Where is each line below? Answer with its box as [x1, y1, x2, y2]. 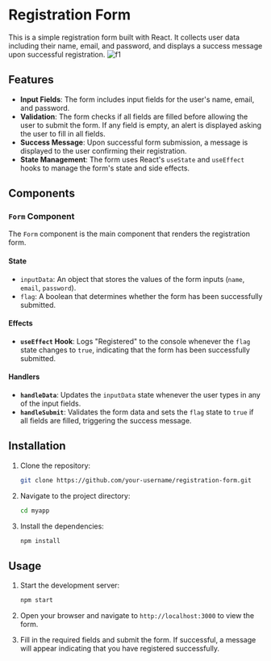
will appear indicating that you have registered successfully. [19, 644, 220, 654]
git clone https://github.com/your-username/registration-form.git [19, 476, 252, 484]
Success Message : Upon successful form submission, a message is [19, 137, 248, 147]
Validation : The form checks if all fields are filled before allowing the [19, 112, 248, 121]
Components [8, 187, 75, 200]
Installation [8, 439, 66, 453]
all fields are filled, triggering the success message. [19, 416, 192, 426]
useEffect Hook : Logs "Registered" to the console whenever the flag [19, 336, 251, 346]
